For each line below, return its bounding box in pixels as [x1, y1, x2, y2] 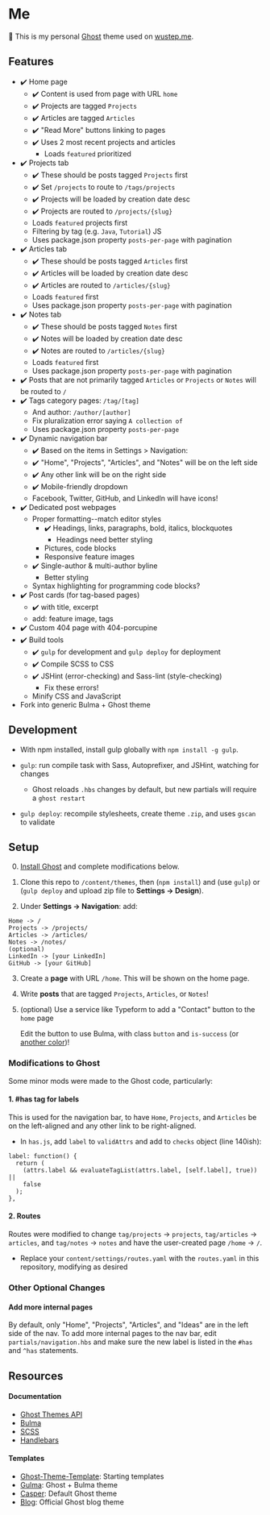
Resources [8, 1369, 64, 1383]
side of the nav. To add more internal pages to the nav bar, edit [8, 1329, 218, 1339]
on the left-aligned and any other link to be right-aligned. [8, 1121, 197, 1131]
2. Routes [8, 1211, 41, 1221]
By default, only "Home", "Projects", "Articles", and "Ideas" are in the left [8, 1320, 249, 1330]
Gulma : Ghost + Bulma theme [19, 1480, 118, 1489]
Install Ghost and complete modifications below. [19, 861, 180, 871]
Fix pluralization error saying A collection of [31, 416, 183, 425]
